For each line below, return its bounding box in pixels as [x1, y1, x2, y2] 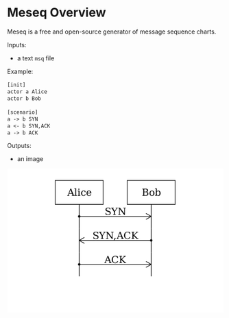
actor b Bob [7, 95, 41, 102]
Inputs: [7, 40, 27, 49]
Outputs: [7, 141, 32, 149]
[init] [7, 81, 26, 88]
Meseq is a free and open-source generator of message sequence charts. [7, 27, 217, 36]
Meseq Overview [7, 5, 106, 21]
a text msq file [16, 53, 55, 62]
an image [16, 154, 44, 162]
